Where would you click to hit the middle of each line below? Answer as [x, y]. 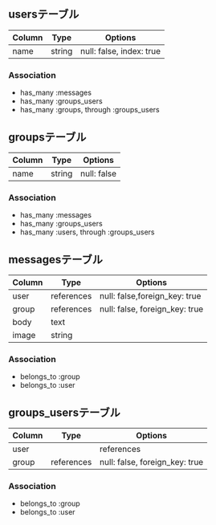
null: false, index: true [120, 51]
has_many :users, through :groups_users [87, 232]
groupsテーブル [47, 137]
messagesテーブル [55, 259]
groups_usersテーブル [64, 412]
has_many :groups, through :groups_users [90, 110]
